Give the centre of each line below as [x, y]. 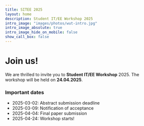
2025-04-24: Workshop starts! [43, 119]
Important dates [25, 92]
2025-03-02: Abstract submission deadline [56, 103]
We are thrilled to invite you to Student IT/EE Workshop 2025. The [72, 74]
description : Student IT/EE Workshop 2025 [49, 19]
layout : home [18, 14]
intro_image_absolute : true [34, 28]
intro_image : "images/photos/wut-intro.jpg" [51, 23]
